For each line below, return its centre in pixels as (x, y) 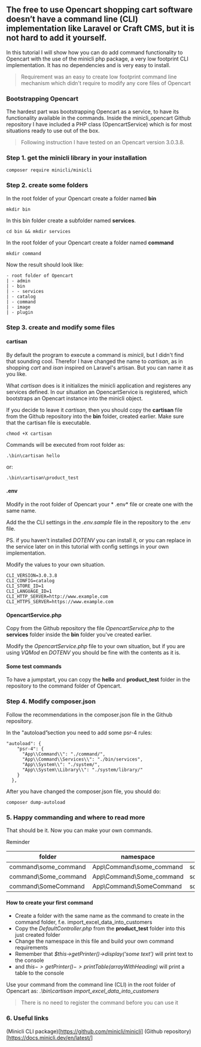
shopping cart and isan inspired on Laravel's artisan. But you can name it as (100, 367)
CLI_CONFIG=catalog (31, 581)
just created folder (38, 935)
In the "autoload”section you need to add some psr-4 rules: (79, 733)
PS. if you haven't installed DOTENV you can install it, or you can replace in (99, 540)
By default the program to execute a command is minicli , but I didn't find (95, 355)
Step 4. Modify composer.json (51, 701)
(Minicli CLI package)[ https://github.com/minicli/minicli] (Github (85, 1031)
